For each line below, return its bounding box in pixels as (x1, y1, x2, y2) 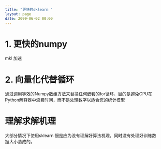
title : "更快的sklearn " (5, 7, 53, 12)
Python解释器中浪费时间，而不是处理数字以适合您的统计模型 (5, 97, 125, 103)
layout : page (5, 12, 31, 16)
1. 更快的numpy (5, 38, 68, 49)
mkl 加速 (5, 55, 22, 61)
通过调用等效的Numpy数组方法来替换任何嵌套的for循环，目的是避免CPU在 (5, 91, 153, 97)
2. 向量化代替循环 (5, 74, 74, 85)
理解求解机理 (5, 116, 57, 127)
